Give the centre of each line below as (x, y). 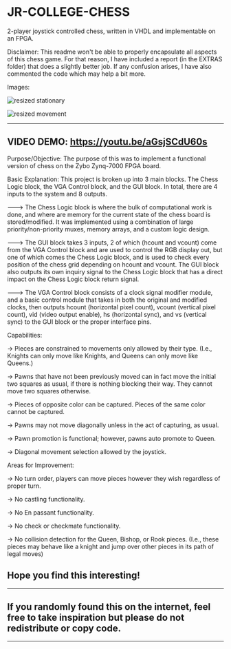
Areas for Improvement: (41, 465)
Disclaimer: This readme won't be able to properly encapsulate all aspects (112, 52)
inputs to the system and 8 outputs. (57, 194)
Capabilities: (25, 335)
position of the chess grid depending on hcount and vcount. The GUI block (113, 264)
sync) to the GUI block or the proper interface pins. (79, 322)
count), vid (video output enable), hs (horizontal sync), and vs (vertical (107, 314)
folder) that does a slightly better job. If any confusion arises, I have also (109, 66)
